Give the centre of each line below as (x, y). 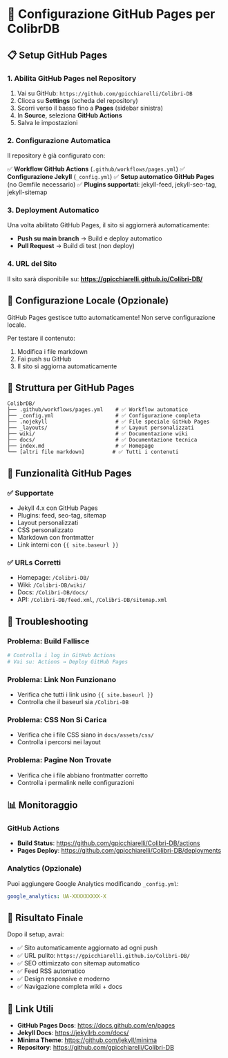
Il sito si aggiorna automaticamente (67, 366)
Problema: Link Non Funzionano (62, 679)
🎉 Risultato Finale (45, 917)
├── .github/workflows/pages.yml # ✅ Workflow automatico (98, 410)
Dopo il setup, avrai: (36, 934)
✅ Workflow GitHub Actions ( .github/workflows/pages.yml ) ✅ (96, 169)
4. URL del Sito (32, 264)
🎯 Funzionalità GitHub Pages (69, 473)
